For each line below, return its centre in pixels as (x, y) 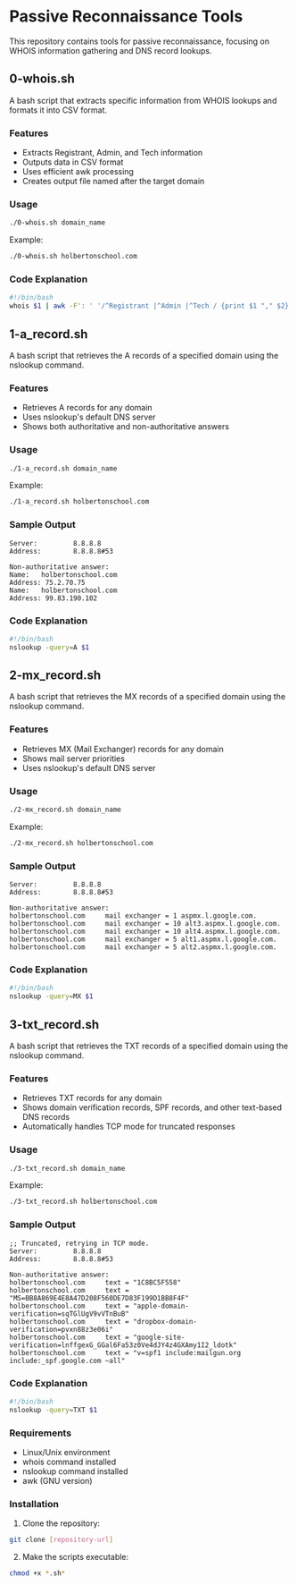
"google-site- (159, 1337)
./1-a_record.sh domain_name (63, 468)
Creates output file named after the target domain (113, 182)
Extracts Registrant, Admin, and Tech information (112, 153)
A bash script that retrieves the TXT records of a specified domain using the (148, 1046)
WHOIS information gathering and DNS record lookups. (111, 50)
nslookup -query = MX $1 (51, 996)
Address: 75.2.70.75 (48, 582)
